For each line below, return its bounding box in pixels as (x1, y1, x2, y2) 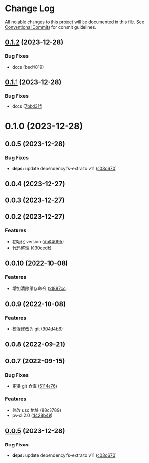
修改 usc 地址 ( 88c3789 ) (12, 407, 62, 413)
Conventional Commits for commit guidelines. (5, 24, 96, 30)
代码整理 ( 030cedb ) (12, 245, 52, 251)
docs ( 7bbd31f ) (12, 103, 43, 109)
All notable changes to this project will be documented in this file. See (5, 19, 145, 25)
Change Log (5, 3, 55, 14)
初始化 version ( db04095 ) (12, 239, 64, 244)
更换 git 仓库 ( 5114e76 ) (12, 383, 57, 389)
